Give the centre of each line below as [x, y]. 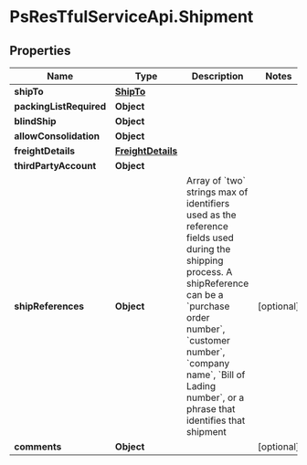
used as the [211, 215]
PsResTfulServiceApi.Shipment [132, 17]
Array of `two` [216, 180]
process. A [209, 272]
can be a [205, 295]
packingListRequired [60, 106]
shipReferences [49, 306]
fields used [210, 238]
